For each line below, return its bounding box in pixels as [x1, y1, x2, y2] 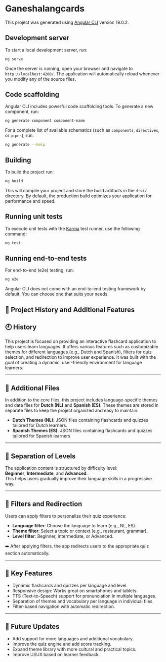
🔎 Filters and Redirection [5, 500, 83, 508]
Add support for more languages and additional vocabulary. [12, 635, 134, 642]
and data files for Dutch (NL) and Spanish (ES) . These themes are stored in [5, 402, 159, 408]
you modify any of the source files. [5, 76, 76, 82]
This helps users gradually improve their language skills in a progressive [5, 476, 152, 482]
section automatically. [5, 550, 50, 556]
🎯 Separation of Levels [5, 452, 76, 460]
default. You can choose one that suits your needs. [5, 291, 109, 297]
